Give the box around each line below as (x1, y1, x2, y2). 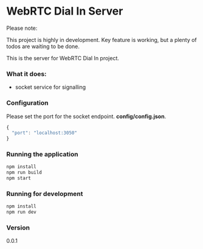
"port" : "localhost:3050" (12, 130, 78, 136)
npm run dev (6, 209, 36, 216)
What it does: (6, 69, 47, 78)
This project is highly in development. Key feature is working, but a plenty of (6, 36, 198, 43)
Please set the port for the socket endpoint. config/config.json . (6, 113, 167, 120)
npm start (6, 175, 32, 181)
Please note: (6, 24, 38, 32)
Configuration (6, 99, 49, 107)
